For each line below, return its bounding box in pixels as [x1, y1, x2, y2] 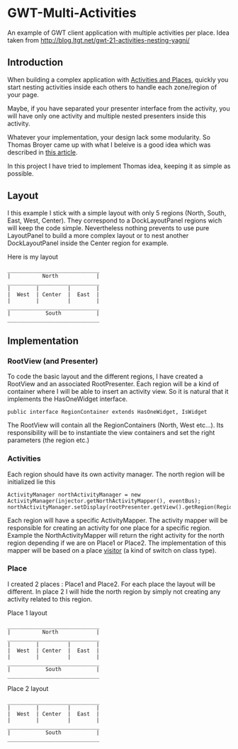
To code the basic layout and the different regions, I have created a [7, 372, 203, 381]
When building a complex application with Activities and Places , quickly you [7, 75, 229, 84]
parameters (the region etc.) [7, 436, 90, 444]
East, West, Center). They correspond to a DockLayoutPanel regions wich [7, 216, 222, 225]
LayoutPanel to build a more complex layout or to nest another [7, 231, 189, 240]
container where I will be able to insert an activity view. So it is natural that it [7, 388, 229, 396]
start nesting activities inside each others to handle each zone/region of [7, 83, 217, 91]
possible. [7, 169, 34, 178]
